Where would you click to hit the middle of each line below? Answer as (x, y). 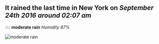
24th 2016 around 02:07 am (48, 16)
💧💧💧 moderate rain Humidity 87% (37, 27)
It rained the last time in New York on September (79, 8)
